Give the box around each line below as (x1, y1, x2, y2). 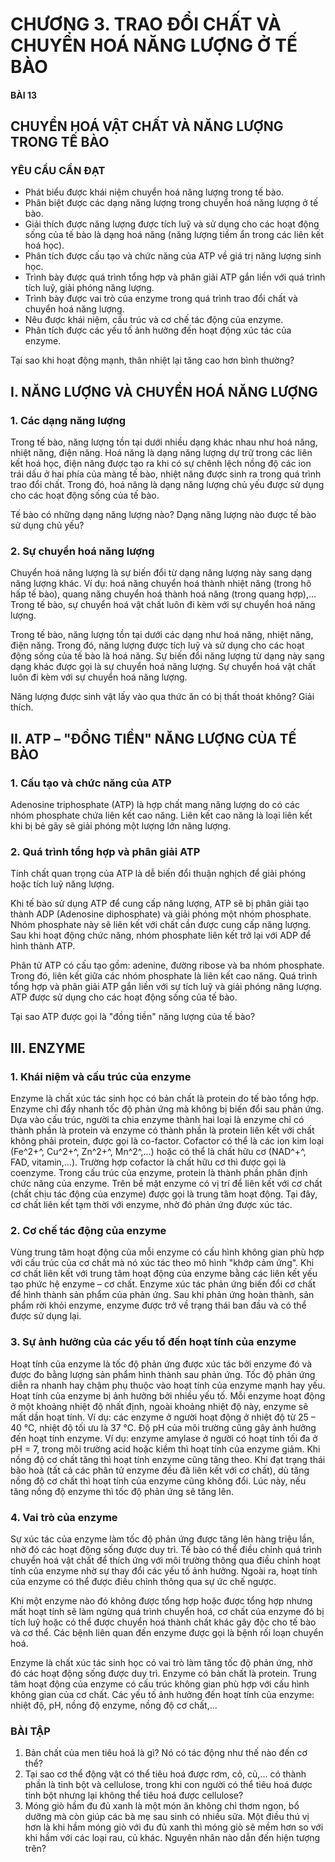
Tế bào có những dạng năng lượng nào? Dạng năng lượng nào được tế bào (10, 509, 317, 521)
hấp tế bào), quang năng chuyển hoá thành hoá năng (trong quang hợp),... (10, 588, 317, 600)
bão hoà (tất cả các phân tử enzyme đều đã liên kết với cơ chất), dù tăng (10, 1464, 310, 1476)
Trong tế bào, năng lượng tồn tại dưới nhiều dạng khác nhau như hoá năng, (10, 436, 318, 448)
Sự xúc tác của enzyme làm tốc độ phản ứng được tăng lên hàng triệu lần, (10, 1533, 315, 1545)
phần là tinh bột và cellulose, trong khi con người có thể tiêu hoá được (24, 1779, 313, 1791)
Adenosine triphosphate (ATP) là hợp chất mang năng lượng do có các (10, 799, 300, 811)
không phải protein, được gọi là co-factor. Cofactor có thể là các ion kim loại (10, 1135, 325, 1147)
